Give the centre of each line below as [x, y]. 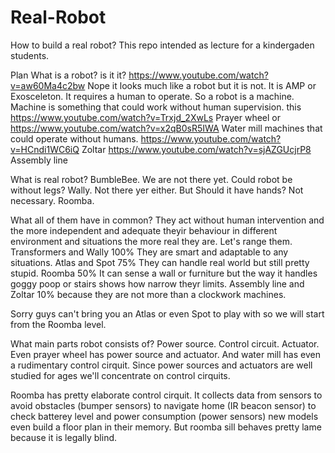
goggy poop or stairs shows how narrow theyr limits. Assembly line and [157, 283]
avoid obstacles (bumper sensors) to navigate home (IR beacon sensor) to [163, 405]
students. [30, 55]
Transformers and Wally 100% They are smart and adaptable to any [149, 252]
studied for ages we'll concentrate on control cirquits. [120, 375]
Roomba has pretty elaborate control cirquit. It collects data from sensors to [166, 395]
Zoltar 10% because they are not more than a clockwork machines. [148, 294]
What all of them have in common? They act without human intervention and [167, 220]
